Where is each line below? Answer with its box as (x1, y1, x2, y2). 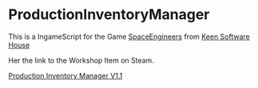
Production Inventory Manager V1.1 (8, 71, 123, 80)
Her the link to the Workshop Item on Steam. (8, 55, 154, 65)
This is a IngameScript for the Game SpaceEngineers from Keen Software (8, 32, 250, 41)
